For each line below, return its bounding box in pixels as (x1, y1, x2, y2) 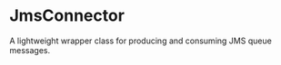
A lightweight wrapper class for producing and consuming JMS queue (9, 35, 273, 46)
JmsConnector (9, 5, 125, 26)
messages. (9, 44, 51, 55)
